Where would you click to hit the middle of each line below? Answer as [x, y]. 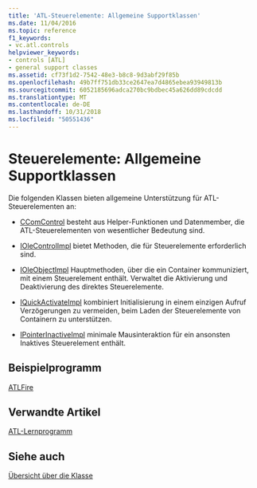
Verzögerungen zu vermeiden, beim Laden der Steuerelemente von [130, 310]
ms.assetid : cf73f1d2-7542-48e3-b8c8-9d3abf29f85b [94, 75]
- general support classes [53, 68]
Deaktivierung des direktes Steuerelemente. [92, 286]
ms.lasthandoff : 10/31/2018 [55, 112]
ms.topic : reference [43, 30]
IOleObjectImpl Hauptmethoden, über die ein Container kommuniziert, [134, 270]
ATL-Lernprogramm [41, 431]
